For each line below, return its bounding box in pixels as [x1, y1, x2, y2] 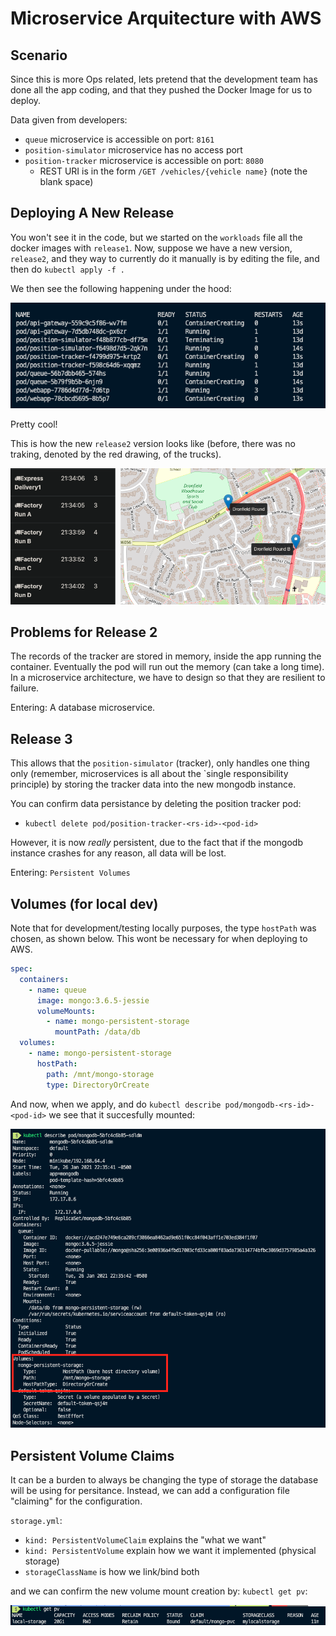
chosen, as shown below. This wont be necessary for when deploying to [10, 933, 308, 945]
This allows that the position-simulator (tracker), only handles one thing [10, 757, 310, 769]
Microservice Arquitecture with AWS [10, 7, 322, 30]
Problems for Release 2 [10, 624, 158, 641]
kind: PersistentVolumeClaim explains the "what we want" [24, 1534, 267, 1546]
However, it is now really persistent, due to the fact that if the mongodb [10, 837, 303, 849]
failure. [10, 682, 40, 694]
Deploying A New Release [10, 205, 175, 222]
